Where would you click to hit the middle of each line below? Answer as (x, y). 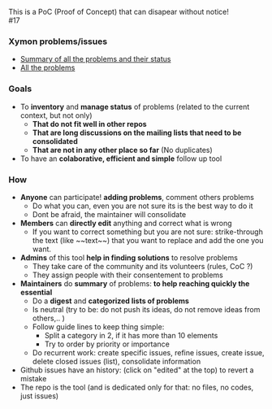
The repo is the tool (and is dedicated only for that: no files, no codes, (137, 387)
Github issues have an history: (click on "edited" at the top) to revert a (137, 370)
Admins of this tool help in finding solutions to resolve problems (129, 257)
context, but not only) (56, 115)
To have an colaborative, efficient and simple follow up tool (121, 159)
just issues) (39, 396)
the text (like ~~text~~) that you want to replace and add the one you (148, 240)
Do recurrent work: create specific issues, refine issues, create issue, (148, 352)
